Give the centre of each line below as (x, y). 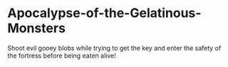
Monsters (37, 28)
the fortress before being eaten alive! (62, 56)
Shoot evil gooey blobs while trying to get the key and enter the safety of (114, 48)
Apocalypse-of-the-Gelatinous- (104, 13)
